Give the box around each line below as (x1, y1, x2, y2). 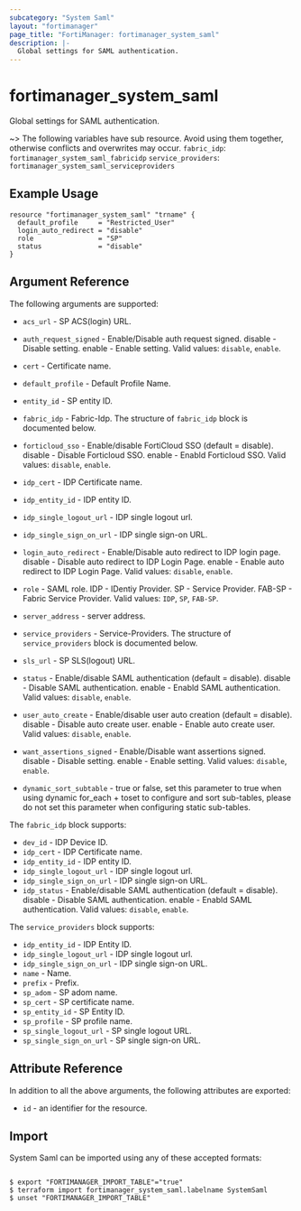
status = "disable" (17, 241, 143, 251)
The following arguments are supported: (9, 298, 160, 309)
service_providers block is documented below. (22, 638, 198, 648)
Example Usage (9, 186, 99, 201)
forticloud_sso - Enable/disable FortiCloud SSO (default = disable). (22, 440, 274, 451)
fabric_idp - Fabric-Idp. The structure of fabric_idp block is (22, 413, 248, 424)
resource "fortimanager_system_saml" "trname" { (9, 210, 196, 219)
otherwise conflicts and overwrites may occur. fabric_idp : (9, 143, 227, 154)
